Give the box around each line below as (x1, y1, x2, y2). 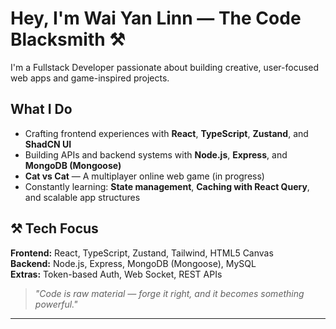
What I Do (10, 101, 73, 118)
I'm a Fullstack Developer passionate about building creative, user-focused (10, 61, 320, 73)
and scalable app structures (24, 191, 141, 203)
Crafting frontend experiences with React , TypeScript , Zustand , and (24, 127, 309, 139)
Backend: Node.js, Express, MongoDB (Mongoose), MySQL (10, 257, 257, 269)
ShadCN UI (24, 138, 72, 150)
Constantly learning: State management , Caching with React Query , (24, 180, 310, 192)
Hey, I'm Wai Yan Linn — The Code (10, 7, 302, 30)
